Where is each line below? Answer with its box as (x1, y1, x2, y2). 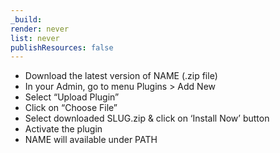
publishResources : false (10, 42, 114, 53)
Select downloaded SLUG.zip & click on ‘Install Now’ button (24, 112, 270, 125)
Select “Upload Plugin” (24, 91, 120, 103)
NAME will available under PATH (24, 134, 158, 146)
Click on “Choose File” (24, 102, 118, 114)
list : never (10, 33, 60, 43)
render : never (10, 24, 70, 34)
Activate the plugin (24, 123, 103, 135)
